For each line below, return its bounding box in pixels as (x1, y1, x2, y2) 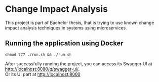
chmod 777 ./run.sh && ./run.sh (5, 52, 72, 57)
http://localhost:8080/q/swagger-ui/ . (5, 66, 80, 72)
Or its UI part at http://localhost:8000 (5, 71, 80, 77)
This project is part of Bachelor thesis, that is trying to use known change (5, 20, 155, 26)
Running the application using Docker (5, 39, 123, 48)
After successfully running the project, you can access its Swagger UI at (5, 60, 152, 67)
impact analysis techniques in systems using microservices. (5, 25, 127, 30)
